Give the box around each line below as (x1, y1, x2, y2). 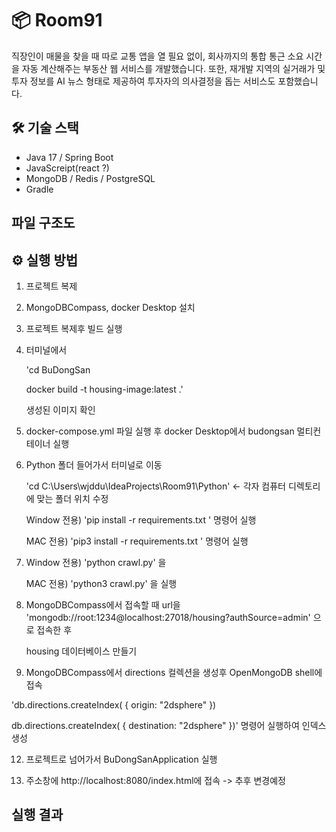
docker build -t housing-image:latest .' (25, 383, 184, 395)
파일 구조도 (11, 215, 76, 232)
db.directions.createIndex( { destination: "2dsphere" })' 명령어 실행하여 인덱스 (11, 719, 327, 731)
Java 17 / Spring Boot (25, 151, 114, 163)
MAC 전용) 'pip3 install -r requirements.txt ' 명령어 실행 (25, 535, 249, 547)
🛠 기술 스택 (11, 120, 79, 137)
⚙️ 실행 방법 (11, 252, 79, 269)
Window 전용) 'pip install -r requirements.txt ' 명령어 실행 (25, 513, 257, 526)
